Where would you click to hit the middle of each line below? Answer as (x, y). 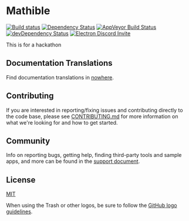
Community (28, 141)
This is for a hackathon (34, 45)
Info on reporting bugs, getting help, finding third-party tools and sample (94, 155)
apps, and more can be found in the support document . (73, 161)
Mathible (28, 11)
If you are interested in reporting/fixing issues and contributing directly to (95, 110)
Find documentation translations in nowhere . (60, 77)
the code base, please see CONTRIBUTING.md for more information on (92, 116)
